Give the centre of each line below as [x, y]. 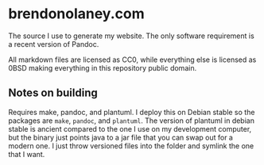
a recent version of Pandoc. [54, 44]
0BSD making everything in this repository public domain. [103, 67]
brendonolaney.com [76, 14]
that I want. [27, 154]
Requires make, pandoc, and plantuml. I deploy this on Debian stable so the [132, 112]
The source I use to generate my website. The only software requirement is [131, 36]
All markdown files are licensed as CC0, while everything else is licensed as [132, 59]
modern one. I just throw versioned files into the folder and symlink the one [131, 146]
